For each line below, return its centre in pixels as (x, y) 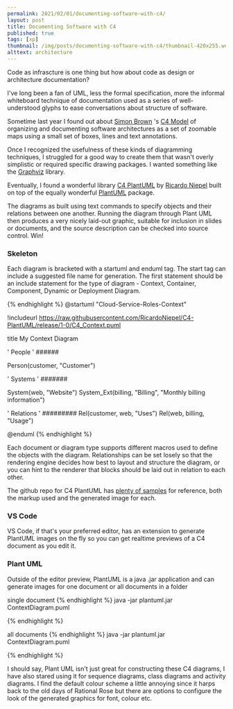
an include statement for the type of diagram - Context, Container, (102, 284)
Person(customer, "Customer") (51, 366)
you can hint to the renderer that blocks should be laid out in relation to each (116, 470)
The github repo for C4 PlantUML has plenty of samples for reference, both (115, 491)
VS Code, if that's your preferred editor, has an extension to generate (106, 531)
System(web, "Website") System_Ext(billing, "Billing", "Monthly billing (106, 393)
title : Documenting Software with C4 (62, 26)
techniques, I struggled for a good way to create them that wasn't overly (110, 156)
